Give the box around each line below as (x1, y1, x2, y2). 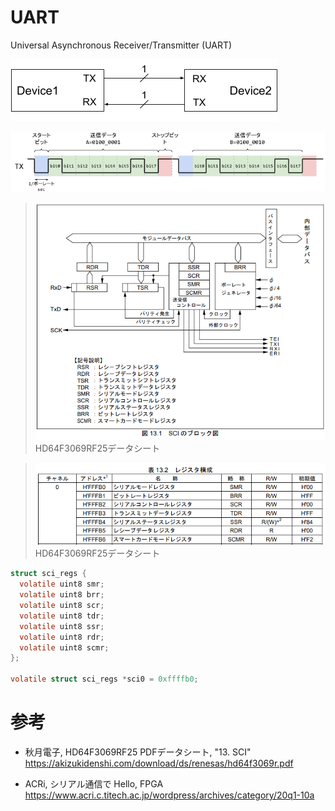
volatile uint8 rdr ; (19, 632, 105, 642)
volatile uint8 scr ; (19, 601, 105, 611)
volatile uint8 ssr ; (19, 621, 105, 631)
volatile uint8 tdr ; (19, 611, 105, 621)
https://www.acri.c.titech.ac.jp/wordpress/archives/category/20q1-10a (24, 789, 315, 801)
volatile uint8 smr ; (19, 579, 105, 590)
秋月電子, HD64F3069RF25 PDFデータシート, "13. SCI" (24, 746, 252, 758)
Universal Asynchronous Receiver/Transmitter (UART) (10, 39, 233, 51)
